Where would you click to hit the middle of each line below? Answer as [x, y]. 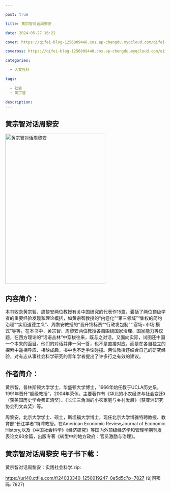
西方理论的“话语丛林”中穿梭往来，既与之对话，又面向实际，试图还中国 [92, 337]
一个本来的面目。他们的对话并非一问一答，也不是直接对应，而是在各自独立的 [85, 344]
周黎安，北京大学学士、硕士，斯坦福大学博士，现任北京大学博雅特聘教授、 [83, 417]
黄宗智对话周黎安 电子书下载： [53, 454]
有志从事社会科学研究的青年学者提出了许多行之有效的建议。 [81, 356]
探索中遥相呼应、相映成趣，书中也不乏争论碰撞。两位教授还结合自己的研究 [83, 350]
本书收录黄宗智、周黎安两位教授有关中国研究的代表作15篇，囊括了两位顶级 [83, 312]
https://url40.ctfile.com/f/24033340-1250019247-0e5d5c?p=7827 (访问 [81, 478]
